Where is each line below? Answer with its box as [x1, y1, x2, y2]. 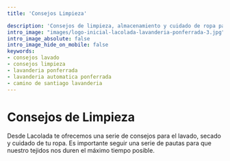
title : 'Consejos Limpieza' [7, 10, 88, 17]
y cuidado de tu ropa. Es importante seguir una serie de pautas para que [7, 139, 212, 147]
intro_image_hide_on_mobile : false [7, 42, 109, 49]
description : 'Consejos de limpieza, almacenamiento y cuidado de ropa [7, 22, 216, 29]
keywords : [7, 48, 36, 55]
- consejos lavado [7, 54, 60, 62]
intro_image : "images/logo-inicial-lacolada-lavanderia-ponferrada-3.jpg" [7, 29, 225, 36]
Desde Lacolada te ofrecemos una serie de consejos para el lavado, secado [7, 132, 221, 140]
